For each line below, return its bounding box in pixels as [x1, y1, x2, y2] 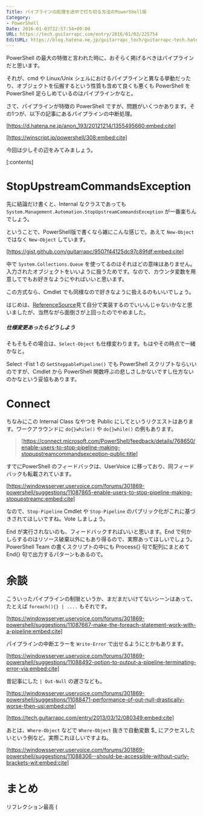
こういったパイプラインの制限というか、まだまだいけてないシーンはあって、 [6, 595, 196, 602]
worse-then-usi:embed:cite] [6, 702, 77, 710]
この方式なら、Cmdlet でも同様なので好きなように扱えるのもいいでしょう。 [6, 288, 195, 295]
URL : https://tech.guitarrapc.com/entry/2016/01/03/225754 [6, 31, 158, 37]
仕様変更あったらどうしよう [6, 324, 76, 331]
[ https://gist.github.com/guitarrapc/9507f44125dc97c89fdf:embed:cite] [6, 248, 184, 255]
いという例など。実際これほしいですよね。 [6, 734, 112, 741]
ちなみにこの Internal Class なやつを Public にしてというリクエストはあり [6, 417, 188, 425]
